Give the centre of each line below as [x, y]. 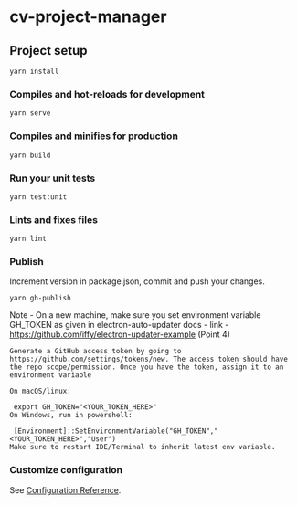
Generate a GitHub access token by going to [95, 352]
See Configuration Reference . [65, 489]
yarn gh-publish [40, 299]
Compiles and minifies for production [94, 136]
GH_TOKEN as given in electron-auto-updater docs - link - [119, 325]
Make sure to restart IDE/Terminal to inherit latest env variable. [143, 447]
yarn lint [28, 239]
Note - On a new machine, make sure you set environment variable [135, 315]
